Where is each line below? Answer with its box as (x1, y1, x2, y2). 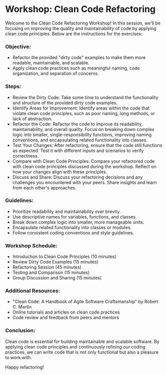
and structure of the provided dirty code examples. (12, 99, 117, 105)
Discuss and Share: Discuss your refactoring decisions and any (12, 174, 143, 180)
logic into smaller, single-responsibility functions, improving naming (12, 131, 152, 137)
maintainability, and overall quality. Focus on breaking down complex (12, 126, 154, 132)
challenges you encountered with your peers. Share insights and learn (12, 179, 157, 185)
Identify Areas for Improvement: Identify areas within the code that (12, 105, 150, 111)
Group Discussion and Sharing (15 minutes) (12, 275, 102, 281)
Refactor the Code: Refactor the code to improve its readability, (12, 121, 143, 127)
